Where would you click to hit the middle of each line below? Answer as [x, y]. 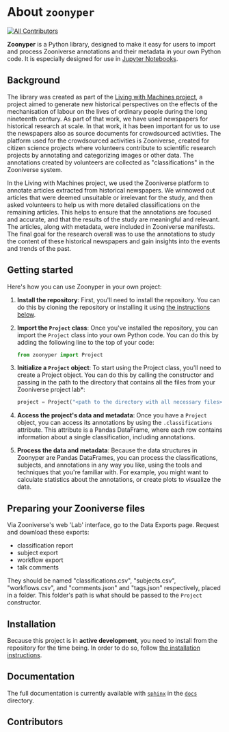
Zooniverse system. [35, 169]
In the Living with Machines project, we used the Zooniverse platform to [108, 183]
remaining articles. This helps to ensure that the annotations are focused [109, 212]
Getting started [40, 270]
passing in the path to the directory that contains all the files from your [116, 382]
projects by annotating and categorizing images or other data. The [100, 155]
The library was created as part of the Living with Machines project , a [105, 97]
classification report [45, 546]
